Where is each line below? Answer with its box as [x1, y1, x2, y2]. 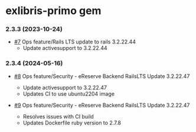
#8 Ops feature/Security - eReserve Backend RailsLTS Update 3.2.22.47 [14, 72, 190, 80]
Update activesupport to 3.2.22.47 [22, 84, 107, 91]
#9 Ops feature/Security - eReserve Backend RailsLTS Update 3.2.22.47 [14, 101, 190, 109]
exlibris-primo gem [5, 4, 102, 18]
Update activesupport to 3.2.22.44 [22, 45, 107, 52]
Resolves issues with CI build [22, 113, 94, 120]
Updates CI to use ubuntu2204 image [22, 90, 115, 97]
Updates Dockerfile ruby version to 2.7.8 [22, 119, 122, 126]
